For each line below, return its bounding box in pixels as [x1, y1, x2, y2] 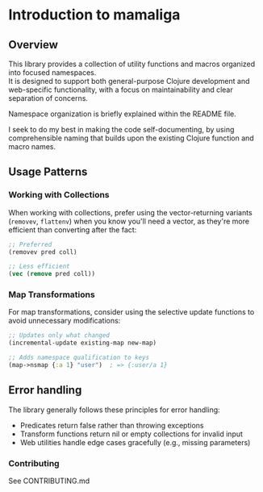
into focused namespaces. [8, 68, 97, 77]
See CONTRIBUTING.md [8, 476, 90, 486]
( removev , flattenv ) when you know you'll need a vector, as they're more [8, 216, 250, 226]
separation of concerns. [8, 94, 89, 102]
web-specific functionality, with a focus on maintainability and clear [8, 85, 233, 94]
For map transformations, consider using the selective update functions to [8, 307, 255, 317]
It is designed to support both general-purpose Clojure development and [8, 77, 250, 85]
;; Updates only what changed [8, 331, 111, 340]
